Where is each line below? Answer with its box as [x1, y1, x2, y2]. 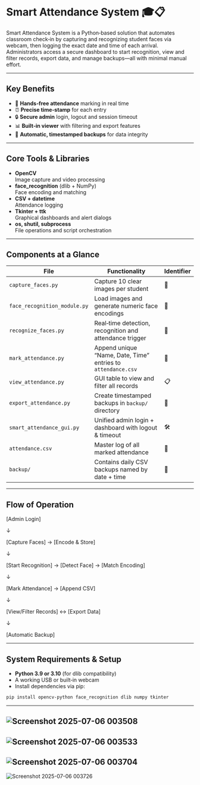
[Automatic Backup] [6, 631, 55, 639]
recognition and [94, 327, 139, 335]
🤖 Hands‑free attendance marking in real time [14, 100, 129, 107]
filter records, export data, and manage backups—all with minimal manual [6, 54, 187, 62]
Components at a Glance [6, 249, 100, 259]
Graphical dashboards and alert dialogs [14, 214, 112, 221]
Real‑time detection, [94, 319, 151, 327]
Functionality [107, 267, 146, 275]
